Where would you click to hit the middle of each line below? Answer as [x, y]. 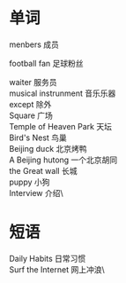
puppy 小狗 [30, 182]
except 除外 [30, 104]
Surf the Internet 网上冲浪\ [57, 269]
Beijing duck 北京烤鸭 [48, 148]
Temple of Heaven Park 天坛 [61, 126]
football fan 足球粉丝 [46, 63]
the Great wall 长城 [43, 170]
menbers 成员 [34, 44]
